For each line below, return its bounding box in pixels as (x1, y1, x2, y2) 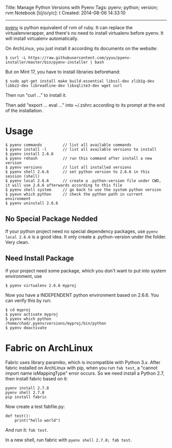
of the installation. (5, 108, 44, 113)
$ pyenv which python (5, 316, 52, 321)
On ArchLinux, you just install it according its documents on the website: (5, 46, 158, 51)
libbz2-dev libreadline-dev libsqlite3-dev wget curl (5, 83, 123, 88)
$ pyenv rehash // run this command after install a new (5, 156, 153, 161)
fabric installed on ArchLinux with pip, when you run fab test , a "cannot (5, 364, 158, 371)
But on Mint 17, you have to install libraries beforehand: (5, 69, 121, 75)
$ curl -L (5, 55, 27, 60)
